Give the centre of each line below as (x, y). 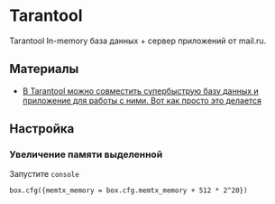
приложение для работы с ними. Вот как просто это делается (142, 100)
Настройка (42, 129)
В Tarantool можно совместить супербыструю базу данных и (140, 90)
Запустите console (44, 174)
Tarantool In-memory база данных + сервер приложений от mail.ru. (138, 41)
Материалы (44, 69)
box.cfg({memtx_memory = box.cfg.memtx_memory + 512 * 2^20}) (128, 190)
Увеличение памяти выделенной (86, 154)
